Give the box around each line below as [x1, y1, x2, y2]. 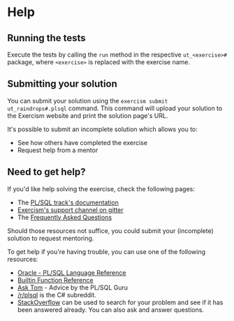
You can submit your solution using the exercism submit [7, 96, 168, 105]
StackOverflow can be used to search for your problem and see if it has [17, 298, 224, 306]
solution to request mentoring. [7, 234, 94, 242]
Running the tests [7, 32, 86, 44]
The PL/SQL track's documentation [17, 198, 119, 207]
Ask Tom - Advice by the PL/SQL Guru [17, 283, 128, 292]
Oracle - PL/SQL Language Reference [17, 268, 126, 276]
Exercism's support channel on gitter [17, 205, 124, 214]
